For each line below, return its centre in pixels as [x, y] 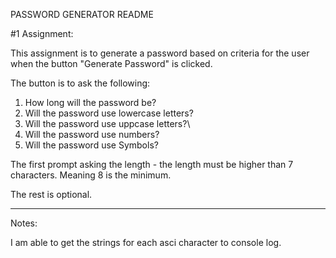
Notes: [24, 223]
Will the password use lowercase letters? [109, 113]
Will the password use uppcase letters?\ [107, 123]
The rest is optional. [51, 194]
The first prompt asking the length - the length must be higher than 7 [152, 164]
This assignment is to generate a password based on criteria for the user [160, 53]
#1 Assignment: [42, 33]
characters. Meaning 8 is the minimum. [91, 175]
